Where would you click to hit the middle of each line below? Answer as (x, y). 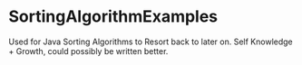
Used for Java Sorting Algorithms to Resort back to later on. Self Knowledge (151, 42)
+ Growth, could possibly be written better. (88, 51)
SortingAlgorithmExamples (113, 17)
